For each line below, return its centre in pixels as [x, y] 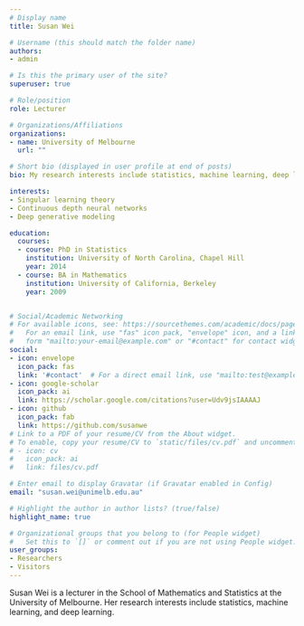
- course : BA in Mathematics [72, 275]
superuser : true [40, 84]
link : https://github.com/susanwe [82, 425]
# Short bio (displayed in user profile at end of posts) [121, 167]
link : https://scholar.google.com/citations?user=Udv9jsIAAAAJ [139, 400]
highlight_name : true [50, 517]
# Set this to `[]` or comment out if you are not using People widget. [153, 542]
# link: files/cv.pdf [54, 468]
